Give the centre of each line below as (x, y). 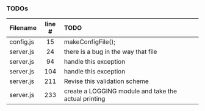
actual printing (85, 99)
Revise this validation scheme (106, 81)
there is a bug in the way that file (110, 52)
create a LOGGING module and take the (120, 91)
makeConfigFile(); (90, 42)
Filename (23, 28)
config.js (22, 42)
